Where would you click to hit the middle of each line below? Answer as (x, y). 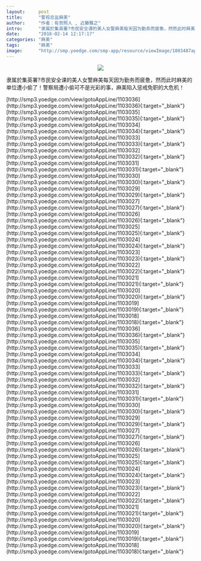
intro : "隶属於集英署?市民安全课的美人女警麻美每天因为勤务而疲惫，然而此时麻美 (101, 28)
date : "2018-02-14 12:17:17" (51, 34)
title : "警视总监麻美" (38, 17)
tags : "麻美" (30, 46)
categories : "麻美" (30, 40)
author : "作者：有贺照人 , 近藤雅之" (54, 23)
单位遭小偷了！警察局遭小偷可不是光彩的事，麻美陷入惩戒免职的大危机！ (95, 87)
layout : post (28, 12)
